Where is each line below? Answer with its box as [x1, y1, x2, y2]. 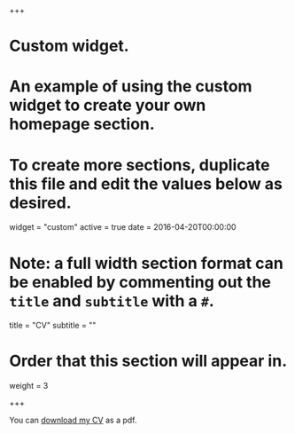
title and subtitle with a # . [9, 290, 214, 311]
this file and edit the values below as [9, 174, 283, 193]
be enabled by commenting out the [9, 272, 272, 292]
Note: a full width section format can [9, 253, 283, 273]
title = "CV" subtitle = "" [9, 320, 97, 331]
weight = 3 [9, 381, 49, 391]
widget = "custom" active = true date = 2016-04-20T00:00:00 [9, 222, 237, 233]
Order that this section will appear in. [9, 351, 288, 371]
